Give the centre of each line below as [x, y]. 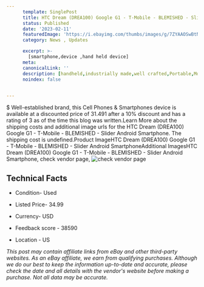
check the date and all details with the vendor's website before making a [98, 271]
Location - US [32, 240]
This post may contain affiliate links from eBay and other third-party [92, 251]
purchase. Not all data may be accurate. [57, 277]
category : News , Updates [55, 40]
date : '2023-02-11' [47, 29]
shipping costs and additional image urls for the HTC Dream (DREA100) [95, 127]
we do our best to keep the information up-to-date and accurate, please [97, 264]
